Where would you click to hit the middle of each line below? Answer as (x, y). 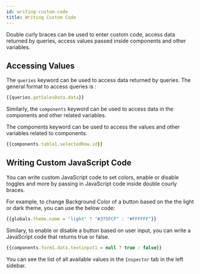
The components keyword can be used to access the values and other (93, 127)
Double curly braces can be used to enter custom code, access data (91, 34)
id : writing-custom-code (37, 12)
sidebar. (16, 265)
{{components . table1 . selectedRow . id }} (54, 144)
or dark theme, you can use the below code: (61, 208)
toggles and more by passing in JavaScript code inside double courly (92, 184)
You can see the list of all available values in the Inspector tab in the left (95, 259)
